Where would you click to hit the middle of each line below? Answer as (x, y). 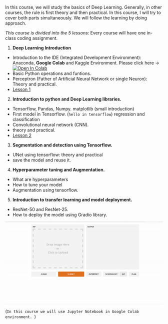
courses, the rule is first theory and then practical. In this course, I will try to (83, 12)
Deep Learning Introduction (42, 48)
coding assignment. (37, 38)
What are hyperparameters (40, 179)
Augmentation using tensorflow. (45, 190)
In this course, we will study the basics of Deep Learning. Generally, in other (84, 7)
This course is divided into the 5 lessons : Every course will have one (75, 33)
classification (26, 119)
